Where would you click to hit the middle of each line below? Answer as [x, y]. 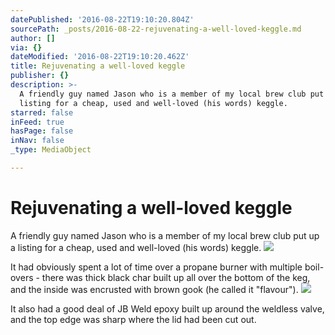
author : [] [33, 38]
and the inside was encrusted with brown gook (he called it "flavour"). [154, 289]
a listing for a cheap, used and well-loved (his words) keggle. [136, 247]
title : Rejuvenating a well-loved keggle [98, 66]
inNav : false [37, 141]
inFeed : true [37, 122]
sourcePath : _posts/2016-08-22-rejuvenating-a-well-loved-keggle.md [156, 29]
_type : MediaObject [51, 150]
